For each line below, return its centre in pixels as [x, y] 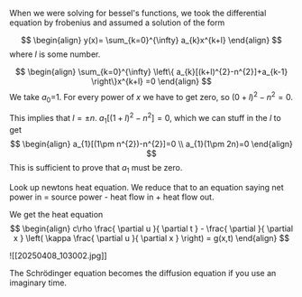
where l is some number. [55, 54]
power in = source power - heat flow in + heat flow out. [112, 197]
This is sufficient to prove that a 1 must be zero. [96, 168]
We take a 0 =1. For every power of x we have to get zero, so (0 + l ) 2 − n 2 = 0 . [151, 97]
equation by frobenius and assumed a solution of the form [117, 23]
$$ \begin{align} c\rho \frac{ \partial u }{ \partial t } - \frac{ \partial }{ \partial [151, 228]
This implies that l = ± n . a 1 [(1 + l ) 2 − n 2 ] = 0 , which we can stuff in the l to [145, 118]
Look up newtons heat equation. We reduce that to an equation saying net [146, 187]
